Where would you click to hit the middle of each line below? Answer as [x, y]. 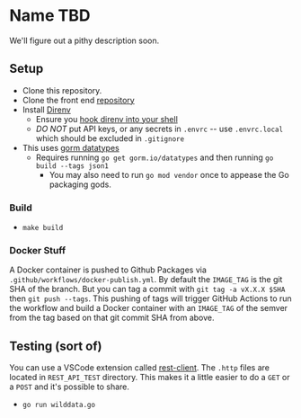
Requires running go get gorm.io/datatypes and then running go [155, 157]
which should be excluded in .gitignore [110, 138]
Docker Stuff [38, 250]
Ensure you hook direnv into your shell [106, 119]
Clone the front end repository [78, 100]
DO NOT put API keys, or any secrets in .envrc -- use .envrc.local [159, 129]
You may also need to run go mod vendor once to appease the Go [169, 174]
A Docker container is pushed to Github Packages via [108, 270]
